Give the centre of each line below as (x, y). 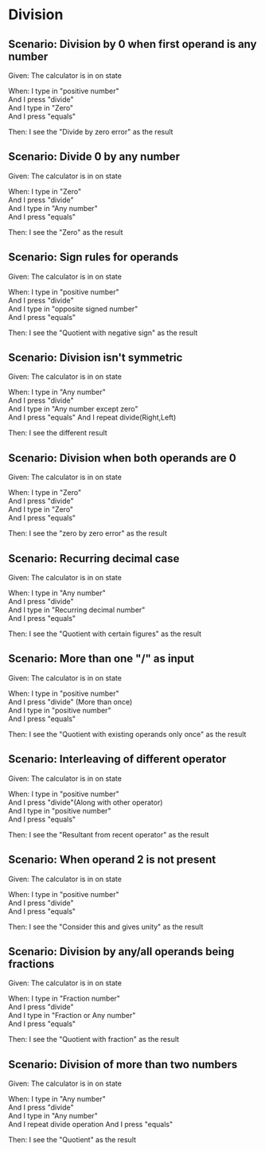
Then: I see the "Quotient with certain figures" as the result (105, 634)
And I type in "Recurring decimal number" (77, 610)
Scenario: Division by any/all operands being (121, 952)
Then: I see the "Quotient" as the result (72, 1140)
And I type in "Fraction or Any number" (72, 1016)
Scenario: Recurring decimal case (94, 558)
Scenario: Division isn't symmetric (95, 358)
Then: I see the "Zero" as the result (66, 232)
